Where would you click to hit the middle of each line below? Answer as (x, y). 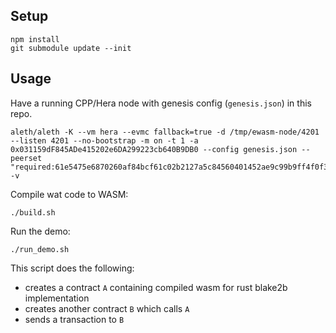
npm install (35, 39)
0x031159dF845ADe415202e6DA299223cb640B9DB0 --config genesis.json (154, 149)
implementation (57, 298)
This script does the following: (72, 268)
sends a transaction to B (74, 319)
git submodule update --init (71, 48)
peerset (26, 158)
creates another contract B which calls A (107, 308)
